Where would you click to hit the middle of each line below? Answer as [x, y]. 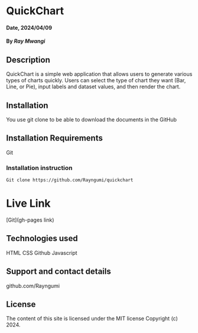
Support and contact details [59, 272]
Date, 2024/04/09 [29, 27]
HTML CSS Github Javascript [42, 252]
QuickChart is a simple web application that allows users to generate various [99, 74]
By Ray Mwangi [26, 41]
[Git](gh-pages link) [30, 220]
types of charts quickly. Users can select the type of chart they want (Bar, [96, 81]
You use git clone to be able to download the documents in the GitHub [92, 119]
